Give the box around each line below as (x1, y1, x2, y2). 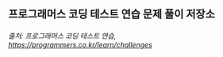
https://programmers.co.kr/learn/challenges (8, 40, 152, 49)
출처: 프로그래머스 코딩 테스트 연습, (8, 31, 117, 40)
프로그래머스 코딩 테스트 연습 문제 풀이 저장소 (8, 7, 216, 21)
